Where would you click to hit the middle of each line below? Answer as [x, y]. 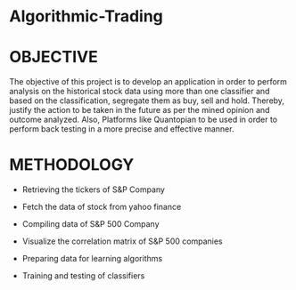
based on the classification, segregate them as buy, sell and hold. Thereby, [147, 101]
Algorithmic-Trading [86, 16]
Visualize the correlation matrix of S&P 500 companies [122, 241]
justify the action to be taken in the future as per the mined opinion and [140, 110]
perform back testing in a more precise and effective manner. [122, 129]
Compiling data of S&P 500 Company [90, 224]
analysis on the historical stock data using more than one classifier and [140, 92]
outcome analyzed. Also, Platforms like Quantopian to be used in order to [144, 120]
